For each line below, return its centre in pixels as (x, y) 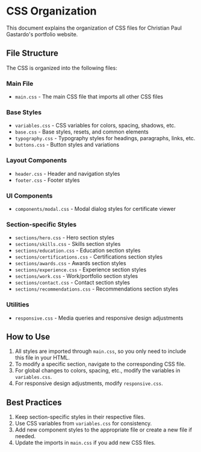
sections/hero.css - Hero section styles (64, 237)
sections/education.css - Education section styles (78, 250)
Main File (20, 83)
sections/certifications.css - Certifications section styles (89, 257)
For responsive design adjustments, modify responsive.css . (89, 383)
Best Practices (34, 402)
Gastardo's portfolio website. (42, 34)
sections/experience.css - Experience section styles (81, 270)
